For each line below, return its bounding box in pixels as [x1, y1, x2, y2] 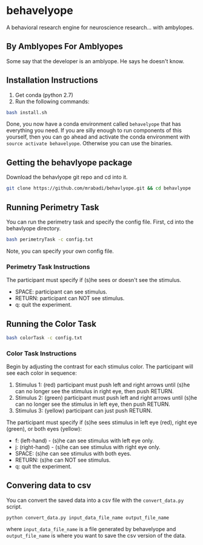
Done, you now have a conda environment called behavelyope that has [6, 120, 181, 128]
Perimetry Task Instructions [6, 262, 90, 271]
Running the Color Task [6, 318, 97, 329]
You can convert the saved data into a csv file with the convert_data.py [6, 496, 184, 504]
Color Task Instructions [6, 349, 77, 357]
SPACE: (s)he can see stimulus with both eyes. [15, 450, 131, 458]
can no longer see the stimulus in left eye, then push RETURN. [15, 400, 171, 408]
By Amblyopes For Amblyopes [6, 41, 123, 52]
